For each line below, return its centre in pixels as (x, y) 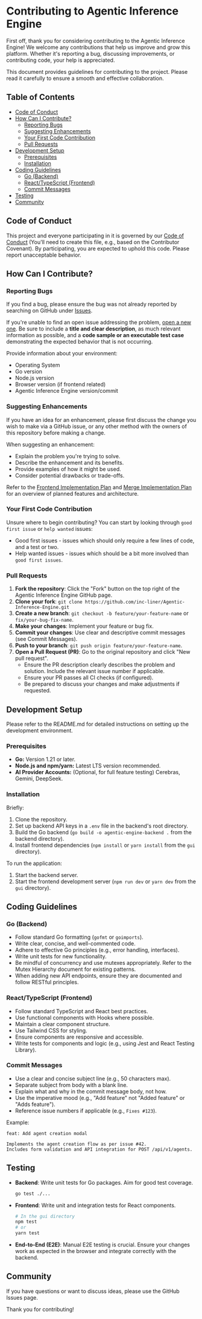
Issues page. (22, 1297)
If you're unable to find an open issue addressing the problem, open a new (99, 323)
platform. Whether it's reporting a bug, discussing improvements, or (90, 53)
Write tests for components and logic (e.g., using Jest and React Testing (105, 1043)
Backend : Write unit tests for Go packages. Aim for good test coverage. (104, 1182)
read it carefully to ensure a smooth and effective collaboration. (85, 78)
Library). (26, 1050)
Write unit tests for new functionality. (61, 956)
